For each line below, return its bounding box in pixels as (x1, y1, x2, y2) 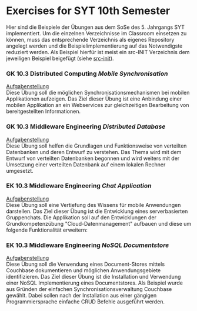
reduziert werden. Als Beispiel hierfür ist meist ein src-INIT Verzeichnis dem (6, 48, 190, 55)
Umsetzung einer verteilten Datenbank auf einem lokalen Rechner (6, 160, 166, 168)
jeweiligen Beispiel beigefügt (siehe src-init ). (6, 55, 114, 62)
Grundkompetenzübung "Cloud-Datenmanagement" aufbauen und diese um (6, 220, 192, 227)
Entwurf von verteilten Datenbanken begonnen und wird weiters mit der (6, 155, 180, 162)
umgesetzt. (6, 167, 34, 174)
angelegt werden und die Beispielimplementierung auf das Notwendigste (6, 42, 183, 49)
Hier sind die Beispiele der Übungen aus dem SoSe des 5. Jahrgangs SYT (6, 24, 185, 31)
